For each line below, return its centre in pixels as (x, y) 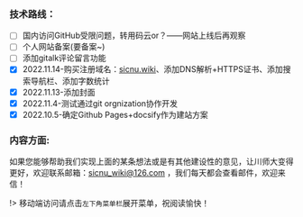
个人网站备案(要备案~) (64, 47)
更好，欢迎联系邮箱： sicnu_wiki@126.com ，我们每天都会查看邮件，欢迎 (143, 173)
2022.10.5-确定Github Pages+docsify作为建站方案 (115, 114)
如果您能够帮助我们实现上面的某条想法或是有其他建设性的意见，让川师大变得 (151, 162)
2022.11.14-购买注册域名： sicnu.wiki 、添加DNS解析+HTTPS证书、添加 (153, 69)
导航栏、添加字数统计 (70, 81)
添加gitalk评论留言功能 (64, 58)
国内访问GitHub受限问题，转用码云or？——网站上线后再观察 (134, 36)
